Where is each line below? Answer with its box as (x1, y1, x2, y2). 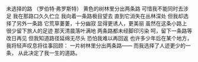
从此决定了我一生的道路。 (17, 50, 81, 56)
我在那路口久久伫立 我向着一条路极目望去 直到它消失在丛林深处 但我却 (12, 12, 184, 19)
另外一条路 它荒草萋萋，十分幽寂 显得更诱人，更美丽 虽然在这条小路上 (16, 20, 187, 27)
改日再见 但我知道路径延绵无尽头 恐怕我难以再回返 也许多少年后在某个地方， (6, 35, 193, 41)
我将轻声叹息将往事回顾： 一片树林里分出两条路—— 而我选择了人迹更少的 (6, 42, 186, 49)
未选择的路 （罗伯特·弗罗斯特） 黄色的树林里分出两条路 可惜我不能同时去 (6, 5, 184, 12)
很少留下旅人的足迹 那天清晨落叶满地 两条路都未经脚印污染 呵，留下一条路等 (6, 27, 193, 34)
